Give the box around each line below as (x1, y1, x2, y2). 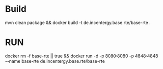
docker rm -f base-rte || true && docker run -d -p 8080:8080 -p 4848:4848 (5, 53, 159, 59)
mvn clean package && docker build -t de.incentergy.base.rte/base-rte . (5, 20, 151, 25)
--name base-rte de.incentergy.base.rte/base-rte (5, 58, 105, 64)
